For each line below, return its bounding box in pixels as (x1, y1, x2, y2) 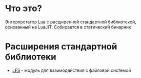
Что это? (5, 3, 42, 14)
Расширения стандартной (5, 41, 117, 52)
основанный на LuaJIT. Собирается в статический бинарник (5, 24, 132, 30)
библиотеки (5, 51, 57, 62)
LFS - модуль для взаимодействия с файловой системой (12, 67, 131, 73)
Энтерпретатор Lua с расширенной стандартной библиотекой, (5, 19, 137, 25)
